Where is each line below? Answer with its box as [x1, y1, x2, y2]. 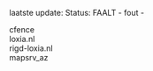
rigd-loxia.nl [9, 43, 53, 53]
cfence [9, 25, 35, 34]
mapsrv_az [9, 53, 49, 62]
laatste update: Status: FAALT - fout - [9, 8, 144, 18]
